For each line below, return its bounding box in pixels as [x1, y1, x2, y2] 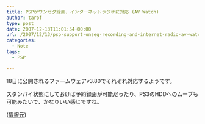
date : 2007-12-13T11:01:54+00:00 [6, 26, 92, 32]
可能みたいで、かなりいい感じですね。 [6, 98, 103, 105]
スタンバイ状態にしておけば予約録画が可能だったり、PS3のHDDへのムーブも [6, 90, 198, 98]
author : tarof [6, 15, 43, 21]
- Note [12, 43, 29, 49]
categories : [6, 37, 37, 43]
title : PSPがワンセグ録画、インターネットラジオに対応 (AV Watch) [6, 9, 159, 15]
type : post [6, 20, 34, 26]
